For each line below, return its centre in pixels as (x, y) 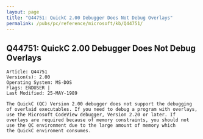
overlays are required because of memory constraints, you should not (98, 120)
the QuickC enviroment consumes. (49, 131)
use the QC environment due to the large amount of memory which (91, 126)
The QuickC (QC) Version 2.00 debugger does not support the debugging (99, 104)
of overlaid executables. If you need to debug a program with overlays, (102, 110)
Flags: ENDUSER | (28, 88)
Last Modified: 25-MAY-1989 (42, 93)
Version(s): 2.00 (28, 77)
